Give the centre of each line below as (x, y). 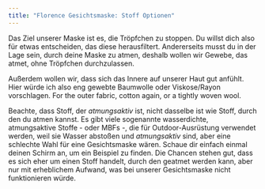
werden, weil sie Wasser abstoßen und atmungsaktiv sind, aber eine (119, 136)
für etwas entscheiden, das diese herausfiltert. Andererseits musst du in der (132, 46)
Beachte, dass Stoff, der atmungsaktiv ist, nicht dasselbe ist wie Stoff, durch (132, 111)
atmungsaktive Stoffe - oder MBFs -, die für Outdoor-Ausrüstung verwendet (132, 127)
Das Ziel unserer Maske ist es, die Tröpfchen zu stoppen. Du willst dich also (132, 38)
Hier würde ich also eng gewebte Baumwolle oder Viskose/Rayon (115, 87)
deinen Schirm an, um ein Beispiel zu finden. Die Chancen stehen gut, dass (131, 153)
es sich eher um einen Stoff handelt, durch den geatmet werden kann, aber (131, 161)
